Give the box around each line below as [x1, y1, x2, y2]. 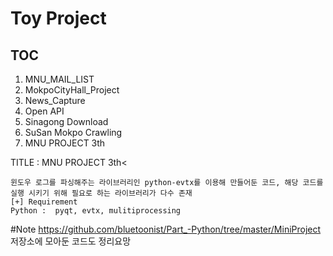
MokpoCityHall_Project [24, 84, 120, 96]
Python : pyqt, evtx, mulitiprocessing [10, 206, 182, 216]
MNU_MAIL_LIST [24, 73, 95, 85]
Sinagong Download [24, 116, 109, 127]
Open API [24, 105, 65, 117]
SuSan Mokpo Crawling [24, 127, 123, 138]
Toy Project [10, 7, 107, 30]
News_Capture [24, 95, 86, 106]
